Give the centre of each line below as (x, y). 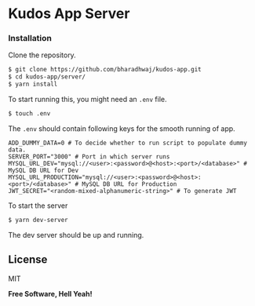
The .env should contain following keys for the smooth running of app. (122, 128)
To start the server (38, 206)
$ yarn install (33, 84)
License (28, 260)
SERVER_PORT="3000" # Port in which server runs (89, 157)
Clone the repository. (42, 55)
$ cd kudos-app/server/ (47, 77)
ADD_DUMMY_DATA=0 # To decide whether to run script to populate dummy (127, 143)
